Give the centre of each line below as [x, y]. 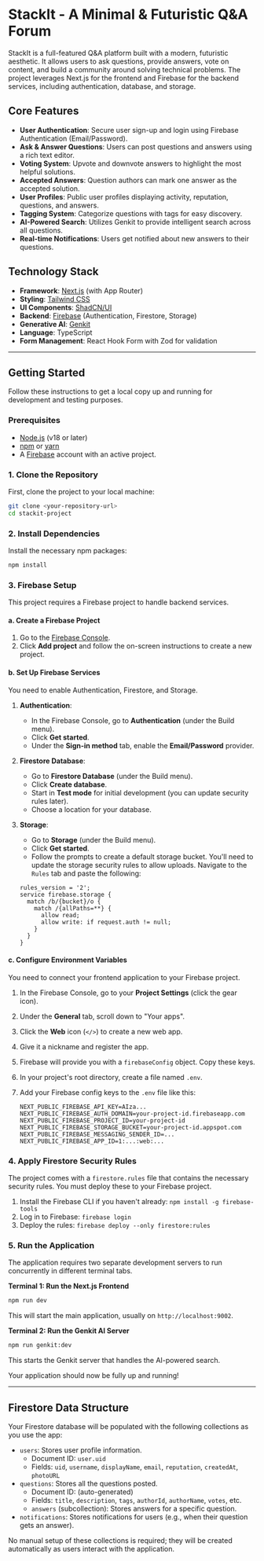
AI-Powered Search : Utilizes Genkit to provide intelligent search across [135, 222]
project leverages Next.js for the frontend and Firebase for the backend [124, 78]
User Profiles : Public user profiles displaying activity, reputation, [124, 197]
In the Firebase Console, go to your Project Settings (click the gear [128, 993]
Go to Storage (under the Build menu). [93, 839]
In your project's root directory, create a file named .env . [111, 1077]
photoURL [46, 1475]
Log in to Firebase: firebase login [75, 1217]
